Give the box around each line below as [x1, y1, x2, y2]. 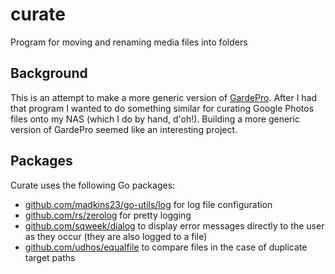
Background [10, 65, 88, 82]
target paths [24, 251, 76, 263]
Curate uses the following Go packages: [10, 179, 176, 191]
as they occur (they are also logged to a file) [24, 230, 208, 242]
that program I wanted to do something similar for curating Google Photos [10, 102, 315, 114]
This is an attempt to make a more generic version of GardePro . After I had [10, 91, 318, 103]
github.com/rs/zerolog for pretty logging [24, 209, 192, 221]
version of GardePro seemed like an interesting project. [10, 123, 238, 135]
